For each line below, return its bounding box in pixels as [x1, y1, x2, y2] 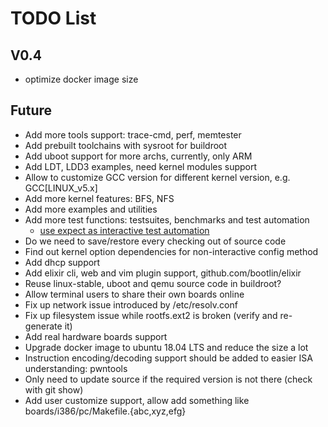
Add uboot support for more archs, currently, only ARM [24, 150, 253, 162]
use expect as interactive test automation [39, 224, 210, 236]
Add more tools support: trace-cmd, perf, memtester [24, 128, 242, 141]
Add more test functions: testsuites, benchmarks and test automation [24, 213, 310, 226]
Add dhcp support [24, 256, 101, 268]
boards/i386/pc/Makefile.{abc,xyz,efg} [24, 405, 187, 417]
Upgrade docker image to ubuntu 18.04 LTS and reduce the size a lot [24, 341, 309, 353]
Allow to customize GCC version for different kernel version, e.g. [24, 171, 291, 183]
